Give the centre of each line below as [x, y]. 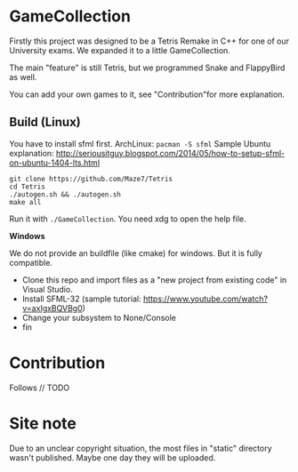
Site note [43, 423]
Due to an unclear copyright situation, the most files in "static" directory [141, 448]
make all [25, 202]
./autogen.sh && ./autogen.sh [65, 194]
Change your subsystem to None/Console [99, 317]
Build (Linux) [45, 122]
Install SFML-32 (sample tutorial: [81, 299]
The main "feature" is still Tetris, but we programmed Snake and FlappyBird [147, 68]
